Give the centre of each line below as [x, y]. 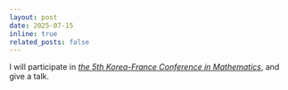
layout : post [33, 17]
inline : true [33, 34]
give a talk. [29, 77]
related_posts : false [49, 42]
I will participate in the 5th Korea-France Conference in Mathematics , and [144, 67]
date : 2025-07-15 [41, 26]
